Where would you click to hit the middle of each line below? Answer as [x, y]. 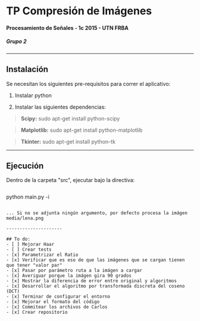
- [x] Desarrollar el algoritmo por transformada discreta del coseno [96, 286]
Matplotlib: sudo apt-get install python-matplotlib [82, 130]
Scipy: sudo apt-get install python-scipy [70, 118]
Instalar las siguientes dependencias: [60, 107]
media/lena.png [25, 218]
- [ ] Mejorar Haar [30, 245]
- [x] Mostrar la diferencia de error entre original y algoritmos [92, 281]
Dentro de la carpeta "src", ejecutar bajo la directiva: [71, 180]
